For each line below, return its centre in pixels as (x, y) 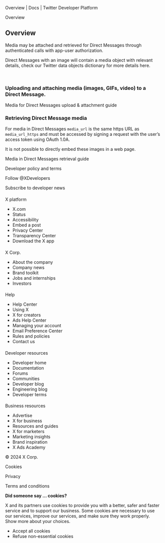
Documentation (28, 368)
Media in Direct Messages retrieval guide (47, 159)
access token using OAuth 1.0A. (38, 139)
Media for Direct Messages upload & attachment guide (61, 105)
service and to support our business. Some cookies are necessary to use (80, 511)
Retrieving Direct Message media (46, 118)
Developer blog (28, 384)
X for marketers (28, 432)
